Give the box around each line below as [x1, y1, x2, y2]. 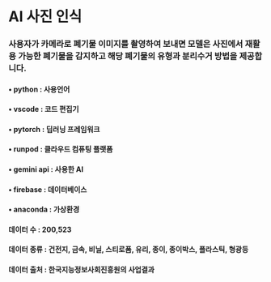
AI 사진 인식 [8, 7, 83, 26]
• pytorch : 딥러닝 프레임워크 [8, 124, 100, 134]
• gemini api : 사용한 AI [8, 164, 83, 174]
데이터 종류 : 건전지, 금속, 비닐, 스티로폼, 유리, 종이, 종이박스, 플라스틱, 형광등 [8, 245, 249, 254]
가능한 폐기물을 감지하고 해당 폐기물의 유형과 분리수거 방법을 [17, 50, 238, 62]
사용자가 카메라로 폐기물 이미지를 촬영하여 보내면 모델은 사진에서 [8, 38, 243, 49]
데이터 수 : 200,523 [8, 224, 72, 234]
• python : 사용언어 [8, 84, 70, 94]
